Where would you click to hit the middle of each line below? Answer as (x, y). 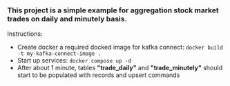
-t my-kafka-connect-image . (59, 54)
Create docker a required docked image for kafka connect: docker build (120, 47)
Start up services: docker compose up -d (74, 61)
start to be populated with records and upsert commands (98, 75)
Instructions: (25, 34)
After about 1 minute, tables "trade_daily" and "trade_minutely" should (120, 68)
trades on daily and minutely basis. (67, 19)
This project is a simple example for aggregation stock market (113, 10)
